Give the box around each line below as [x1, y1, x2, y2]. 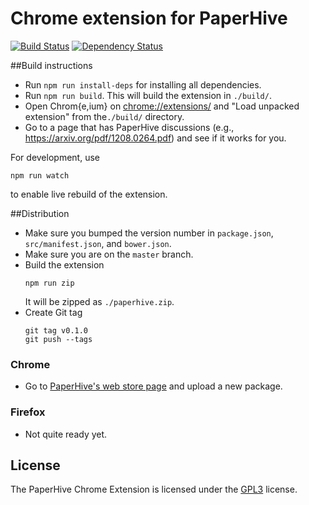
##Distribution [10, 207, 70, 219]
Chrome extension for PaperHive [10, 7, 288, 30]
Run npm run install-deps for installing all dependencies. [24, 78, 262, 91]
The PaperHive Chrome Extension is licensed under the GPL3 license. [10, 483, 298, 496]
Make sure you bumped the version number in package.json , [24, 227, 274, 239]
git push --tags [24, 334, 93, 344]
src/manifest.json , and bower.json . [24, 237, 172, 249]
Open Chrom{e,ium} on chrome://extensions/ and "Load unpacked [24, 100, 300, 112]
